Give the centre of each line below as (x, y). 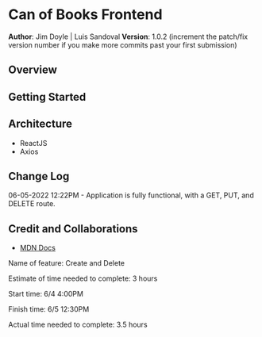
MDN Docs (37, 248)
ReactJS (33, 143)
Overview (33, 70)
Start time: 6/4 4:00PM (46, 294)
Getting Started (47, 97)
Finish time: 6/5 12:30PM (49, 309)
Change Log (39, 176)
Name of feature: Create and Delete (67, 263)
